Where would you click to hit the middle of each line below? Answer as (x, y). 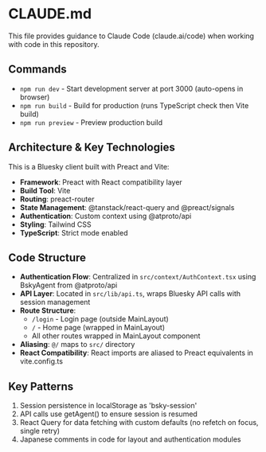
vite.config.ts (41, 361)
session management (55, 302)
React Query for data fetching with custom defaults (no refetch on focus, (139, 423)
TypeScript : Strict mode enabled (74, 232)
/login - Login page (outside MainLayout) (100, 319)
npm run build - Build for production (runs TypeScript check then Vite (134, 105)
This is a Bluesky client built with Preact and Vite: (89, 166)
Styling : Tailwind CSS (55, 224)
